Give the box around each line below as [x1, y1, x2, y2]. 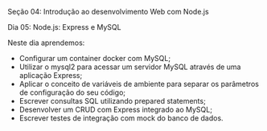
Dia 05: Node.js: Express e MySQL [7, 23, 121, 31]
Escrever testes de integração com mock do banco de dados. [18, 113, 224, 123]
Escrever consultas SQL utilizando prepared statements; [18, 96, 206, 105]
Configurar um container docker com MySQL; [18, 54, 170, 63]
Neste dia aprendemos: [7, 38, 85, 47]
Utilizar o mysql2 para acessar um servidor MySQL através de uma [18, 62, 241, 72]
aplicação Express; [18, 71, 83, 80]
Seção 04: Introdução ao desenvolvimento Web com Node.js [7, 7, 210, 16]
